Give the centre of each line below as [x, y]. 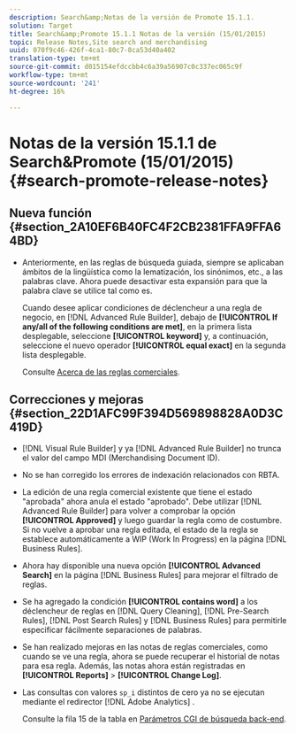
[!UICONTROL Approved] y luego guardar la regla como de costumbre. [152, 521]
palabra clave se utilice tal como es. [87, 290]
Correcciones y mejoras [76, 399]
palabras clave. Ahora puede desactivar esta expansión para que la [144, 281]
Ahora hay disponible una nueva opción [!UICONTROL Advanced [141, 566]
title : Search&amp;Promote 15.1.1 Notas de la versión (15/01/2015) [138, 34]
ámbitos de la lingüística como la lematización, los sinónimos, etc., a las [152, 272]
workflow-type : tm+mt [49, 75]
